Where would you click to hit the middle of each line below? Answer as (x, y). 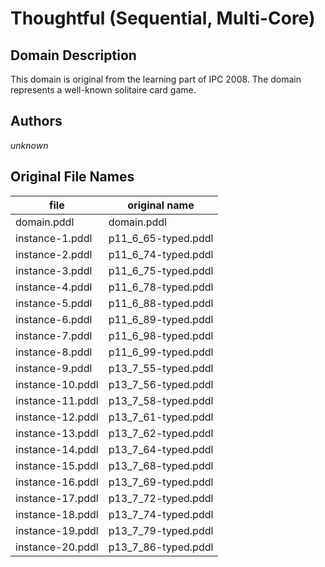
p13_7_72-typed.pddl (161, 498)
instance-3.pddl (54, 270)
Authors (36, 121)
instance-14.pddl (57, 449)
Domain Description (73, 55)
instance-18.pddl (57, 514)
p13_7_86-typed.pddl (161, 547)
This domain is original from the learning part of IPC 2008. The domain (156, 79)
